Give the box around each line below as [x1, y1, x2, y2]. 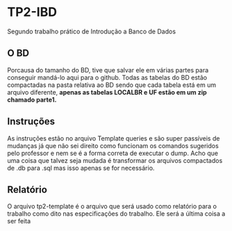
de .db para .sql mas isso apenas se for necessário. [7, 164, 155, 172]
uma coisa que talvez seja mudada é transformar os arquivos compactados [7, 156, 223, 164]
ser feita [7, 217, 31, 225]
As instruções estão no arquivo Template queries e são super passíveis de [7, 134, 220, 143]
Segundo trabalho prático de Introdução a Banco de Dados [7, 27, 176, 35]
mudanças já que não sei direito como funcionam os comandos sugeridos [7, 141, 219, 150]
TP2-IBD [7, 4, 58, 20]
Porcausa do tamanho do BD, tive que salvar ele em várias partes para [7, 65, 209, 74]
